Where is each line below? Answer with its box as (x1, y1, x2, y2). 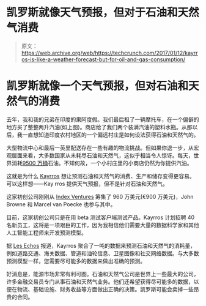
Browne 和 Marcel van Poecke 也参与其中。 (6, 200, 116, 208)
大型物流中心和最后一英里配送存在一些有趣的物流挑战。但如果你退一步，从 (6, 144, 194, 151)
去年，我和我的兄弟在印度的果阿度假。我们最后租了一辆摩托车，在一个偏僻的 (6, 116, 199, 123)
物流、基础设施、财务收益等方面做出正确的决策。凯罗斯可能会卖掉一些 (17, 285, 194, 293)
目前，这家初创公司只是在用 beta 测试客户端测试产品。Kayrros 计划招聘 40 (6, 214, 195, 221)
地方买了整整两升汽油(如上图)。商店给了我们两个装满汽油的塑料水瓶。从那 (6, 123, 193, 130)
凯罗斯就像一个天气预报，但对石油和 (6, 79, 189, 93)
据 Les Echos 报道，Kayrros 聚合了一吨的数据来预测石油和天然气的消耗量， (6, 242, 196, 249)
